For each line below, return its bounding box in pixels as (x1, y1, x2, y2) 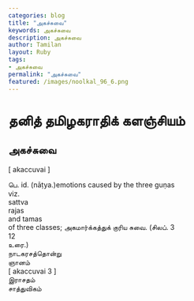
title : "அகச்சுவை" (8, 19, 68, 27)
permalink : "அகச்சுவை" (8, 70, 81, 78)
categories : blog (8, 11, 65, 20)
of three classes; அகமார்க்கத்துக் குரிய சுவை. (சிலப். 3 (8, 222, 175, 231)
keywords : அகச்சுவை (8, 26, 71, 34)
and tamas (8, 214, 43, 224)
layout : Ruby (8, 48, 51, 56)
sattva (8, 197, 29, 206)
